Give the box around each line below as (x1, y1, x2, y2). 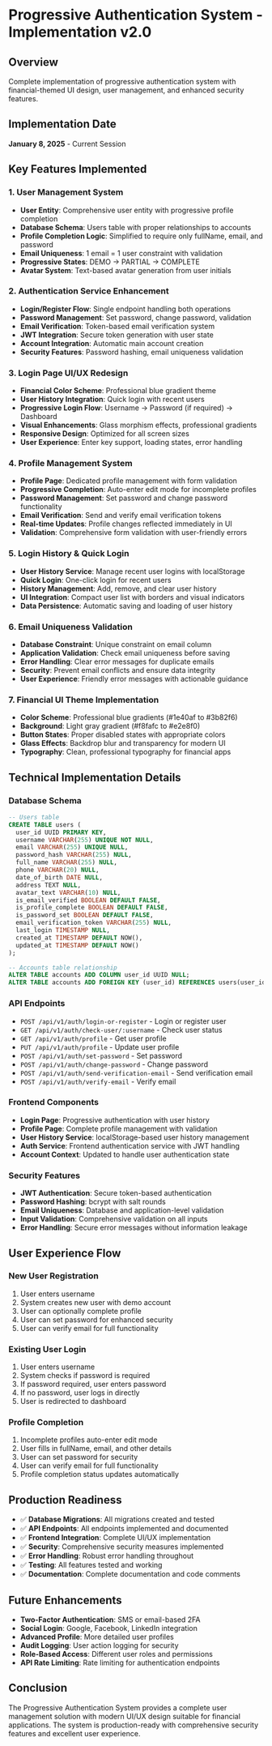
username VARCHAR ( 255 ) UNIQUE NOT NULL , (15, 836, 154, 844)
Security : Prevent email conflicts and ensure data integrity (19, 665, 216, 674)
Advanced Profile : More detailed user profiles (19, 1632, 174, 1642)
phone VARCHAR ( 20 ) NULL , (15, 866, 100, 875)
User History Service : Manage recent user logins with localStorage (19, 566, 245, 576)
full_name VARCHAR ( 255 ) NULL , (15, 858, 117, 867)
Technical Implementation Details (8, 770, 181, 784)
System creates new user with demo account (19, 1297, 172, 1307)
